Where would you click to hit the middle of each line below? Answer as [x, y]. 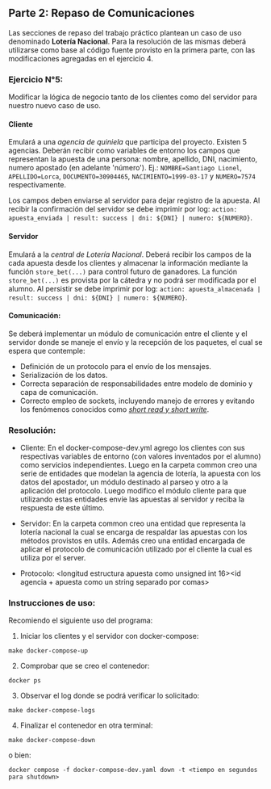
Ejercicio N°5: [36, 79]
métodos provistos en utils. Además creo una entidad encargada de [133, 541]
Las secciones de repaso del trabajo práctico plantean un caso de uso [125, 32]
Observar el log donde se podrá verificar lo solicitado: [110, 696]
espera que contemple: [47, 350]
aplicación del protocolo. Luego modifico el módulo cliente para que [133, 491]
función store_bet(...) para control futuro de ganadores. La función [123, 271]
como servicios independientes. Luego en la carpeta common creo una [138, 465]
